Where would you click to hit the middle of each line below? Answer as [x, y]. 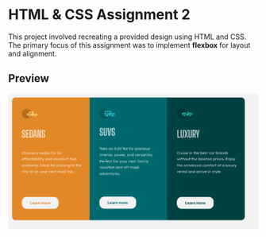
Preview [29, 78]
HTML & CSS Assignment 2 [99, 15]
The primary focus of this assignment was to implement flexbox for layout [129, 45]
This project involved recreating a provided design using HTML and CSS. [127, 37]
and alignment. [33, 53]
